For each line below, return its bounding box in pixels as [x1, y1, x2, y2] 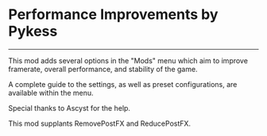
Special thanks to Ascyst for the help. [8, 103, 131, 112]
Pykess [8, 22, 58, 40]
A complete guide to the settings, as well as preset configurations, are [8, 79, 238, 89]
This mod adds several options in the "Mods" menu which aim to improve [8, 55, 249, 65]
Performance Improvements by [8, 6, 219, 24]
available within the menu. [8, 88, 94, 97]
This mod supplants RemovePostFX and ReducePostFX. [8, 119, 192, 128]
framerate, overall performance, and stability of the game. [8, 64, 198, 74]
